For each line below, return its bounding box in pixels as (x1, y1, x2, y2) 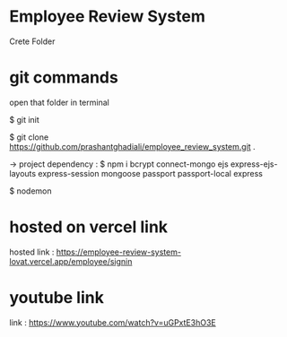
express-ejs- (230, 159, 278, 169)
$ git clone (9, 132, 49, 143)
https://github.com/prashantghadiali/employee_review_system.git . (9, 141, 256, 151)
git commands (9, 67, 118, 88)
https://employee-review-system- (56, 246, 182, 257)
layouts (9, 168, 37, 178)
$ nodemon (9, 186, 52, 196)
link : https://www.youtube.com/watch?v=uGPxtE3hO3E (9, 316, 217, 328)
